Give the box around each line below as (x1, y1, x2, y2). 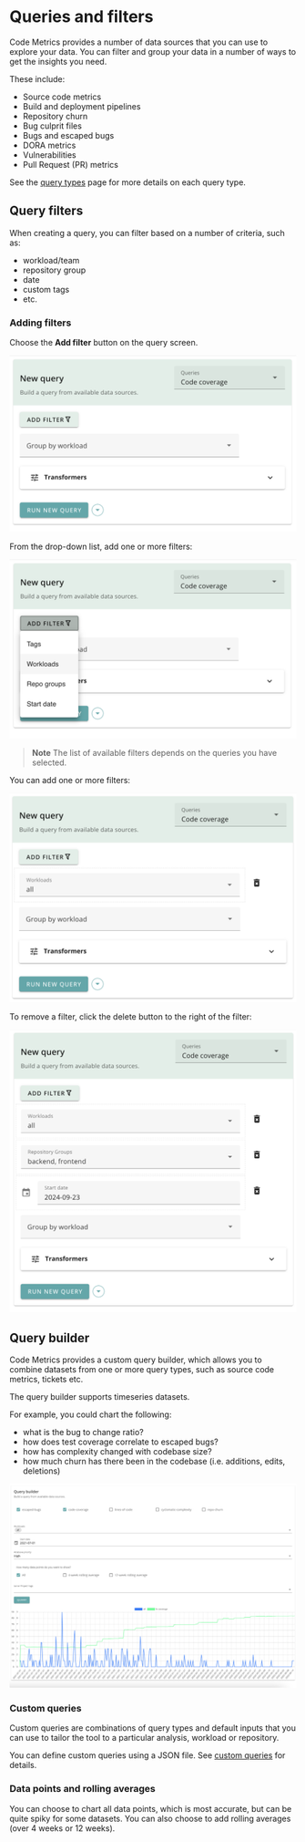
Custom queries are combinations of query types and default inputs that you (9, 1723, 296, 1733)
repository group (22, 264, 86, 275)
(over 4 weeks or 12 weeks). (9, 1822, 116, 1834)
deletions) (22, 1465, 61, 1476)
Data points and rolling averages (9, 1783, 157, 1795)
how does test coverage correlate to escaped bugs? (22, 1436, 219, 1447)
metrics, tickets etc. (9, 1374, 84, 1385)
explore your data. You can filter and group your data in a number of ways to (9, 46, 297, 57)
